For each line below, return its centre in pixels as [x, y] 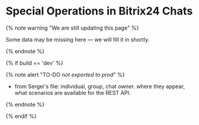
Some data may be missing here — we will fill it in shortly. [78, 39]
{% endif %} [21, 116]
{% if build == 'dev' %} [34, 63]
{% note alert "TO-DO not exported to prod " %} [65, 74]
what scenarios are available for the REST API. [73, 92]
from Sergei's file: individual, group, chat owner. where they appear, [100, 86]
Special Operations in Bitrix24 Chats [99, 11]
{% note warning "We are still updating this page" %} [72, 28]
